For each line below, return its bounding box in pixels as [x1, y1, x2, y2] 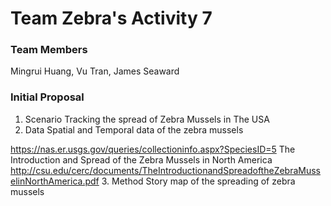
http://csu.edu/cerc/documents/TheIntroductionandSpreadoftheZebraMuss [10, 164, 322, 176]
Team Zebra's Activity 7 [10, 7, 213, 30]
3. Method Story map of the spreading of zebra [101, 175, 296, 187]
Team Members [10, 43, 88, 57]
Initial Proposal [10, 90, 85, 104]
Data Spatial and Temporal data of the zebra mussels [24, 123, 244, 136]
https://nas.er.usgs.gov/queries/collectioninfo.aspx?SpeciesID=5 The [10, 143, 296, 155]
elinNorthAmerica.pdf [10, 175, 100, 187]
